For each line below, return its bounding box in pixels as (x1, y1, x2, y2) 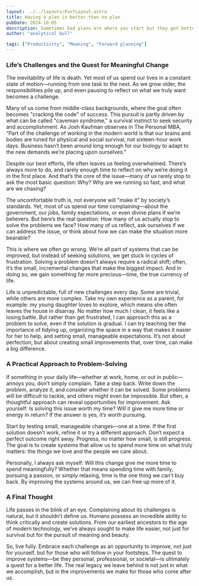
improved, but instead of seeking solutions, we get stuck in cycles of (6, 252, 174, 259)
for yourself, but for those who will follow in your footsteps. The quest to (6, 549, 182, 556)
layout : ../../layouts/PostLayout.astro (6, 8, 108, 15)
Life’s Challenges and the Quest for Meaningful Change (6, 60, 169, 69)
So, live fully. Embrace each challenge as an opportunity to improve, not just (6, 542, 192, 550)
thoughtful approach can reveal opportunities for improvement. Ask (6, 399, 171, 406)
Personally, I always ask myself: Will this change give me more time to (6, 459, 177, 466)
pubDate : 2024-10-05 (6, 20, 57, 25)
